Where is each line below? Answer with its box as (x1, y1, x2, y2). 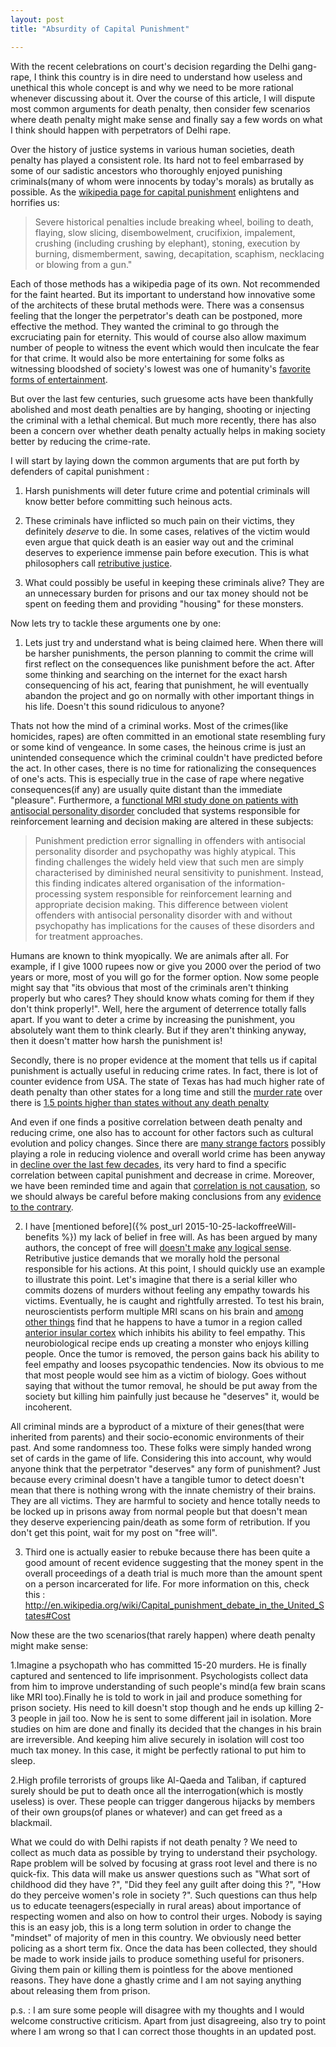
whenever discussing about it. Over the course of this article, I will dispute (10, 92, 316, 104)
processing (34, 887, 82, 900)
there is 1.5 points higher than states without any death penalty (10, 1096, 270, 1108)
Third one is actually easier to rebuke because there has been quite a (24, 1546, 311, 1558)
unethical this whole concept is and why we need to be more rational (10, 81, 294, 93)
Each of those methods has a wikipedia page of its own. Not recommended (10, 277, 321, 290)
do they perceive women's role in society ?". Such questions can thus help (10, 1889, 318, 1901)
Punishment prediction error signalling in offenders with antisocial (34, 834, 306, 846)
